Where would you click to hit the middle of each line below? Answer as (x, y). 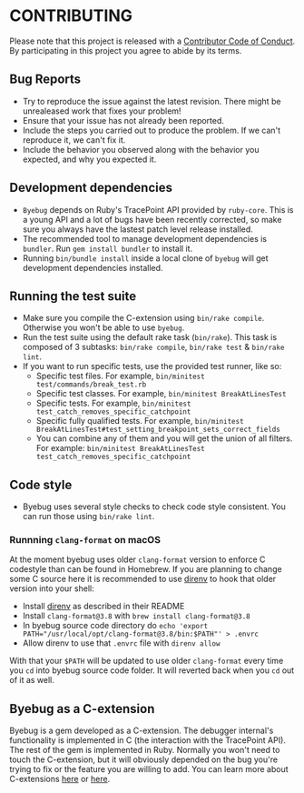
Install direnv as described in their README (103, 607)
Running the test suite (73, 296)
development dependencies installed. (93, 267)
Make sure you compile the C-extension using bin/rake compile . (143, 318)
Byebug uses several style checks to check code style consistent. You (154, 507)
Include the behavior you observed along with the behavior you (141, 149)
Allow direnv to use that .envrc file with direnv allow (121, 643)
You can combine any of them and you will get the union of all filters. (164, 438)
